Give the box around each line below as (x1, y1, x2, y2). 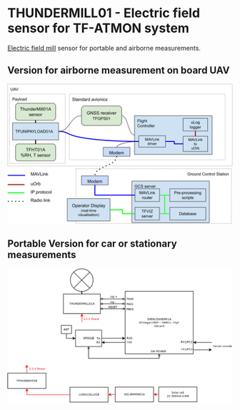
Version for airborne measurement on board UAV (7, 64, 230, 76)
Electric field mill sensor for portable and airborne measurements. (7, 43, 201, 52)
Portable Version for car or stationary (7, 237, 177, 250)
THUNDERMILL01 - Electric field (7, 5, 201, 21)
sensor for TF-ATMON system (7, 20, 189, 36)
